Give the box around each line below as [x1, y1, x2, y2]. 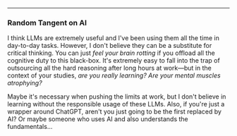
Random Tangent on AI [7, 18, 87, 27]
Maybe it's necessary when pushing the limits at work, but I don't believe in [7, 92, 226, 101]
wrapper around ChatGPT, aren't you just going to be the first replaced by [7, 107, 222, 116]
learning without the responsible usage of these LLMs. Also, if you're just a [7, 100, 225, 109]
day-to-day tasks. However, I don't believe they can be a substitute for [7, 42, 212, 50]
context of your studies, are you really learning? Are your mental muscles [7, 71, 221, 80]
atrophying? [7, 79, 42, 87]
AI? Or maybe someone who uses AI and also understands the [7, 115, 188, 123]
